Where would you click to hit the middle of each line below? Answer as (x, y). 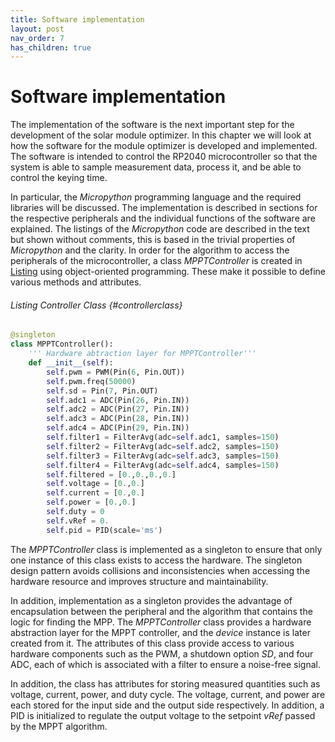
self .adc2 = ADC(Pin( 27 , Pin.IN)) (118, 409)
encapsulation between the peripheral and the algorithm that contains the (161, 611)
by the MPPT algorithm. (59, 726)
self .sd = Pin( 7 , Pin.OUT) (102, 391)
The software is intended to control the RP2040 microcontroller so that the (164, 157)
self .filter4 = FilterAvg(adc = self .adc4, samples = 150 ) (163, 465)
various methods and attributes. (76, 282)
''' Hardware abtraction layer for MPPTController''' (142, 354)
